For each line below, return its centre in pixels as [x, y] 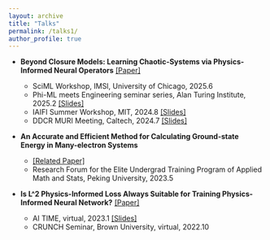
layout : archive [36, 16]
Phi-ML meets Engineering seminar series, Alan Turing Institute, [139, 95]
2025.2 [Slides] [58, 103]
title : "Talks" [34, 24]
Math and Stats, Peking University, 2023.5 [103, 178]
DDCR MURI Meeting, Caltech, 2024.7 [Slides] [110, 121]
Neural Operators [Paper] [97, 71]
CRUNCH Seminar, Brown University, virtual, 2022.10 [121, 227]
